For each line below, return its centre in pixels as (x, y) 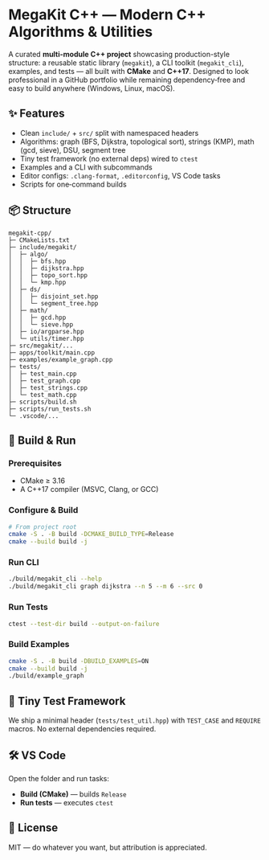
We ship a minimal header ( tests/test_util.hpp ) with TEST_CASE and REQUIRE (134, 720)
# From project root (43, 527)
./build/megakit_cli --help (55, 579)
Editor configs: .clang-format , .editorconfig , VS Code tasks (120, 175)
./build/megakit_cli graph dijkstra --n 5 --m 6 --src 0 (106, 587)
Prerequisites (35, 463)
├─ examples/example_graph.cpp (61, 359)
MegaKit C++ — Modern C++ (107, 15)
